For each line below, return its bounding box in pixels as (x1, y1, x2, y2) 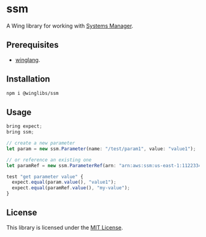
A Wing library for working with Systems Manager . (6, 22, 134, 29)
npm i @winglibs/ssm (6, 90, 59, 96)
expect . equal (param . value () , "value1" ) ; (12, 179, 116, 186)
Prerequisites (6, 40, 59, 50)
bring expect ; (6, 123, 43, 130)
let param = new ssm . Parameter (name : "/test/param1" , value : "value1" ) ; (6, 146, 196, 152)
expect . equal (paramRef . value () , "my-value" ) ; (12, 185, 131, 191)
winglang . (15, 56, 40, 63)
